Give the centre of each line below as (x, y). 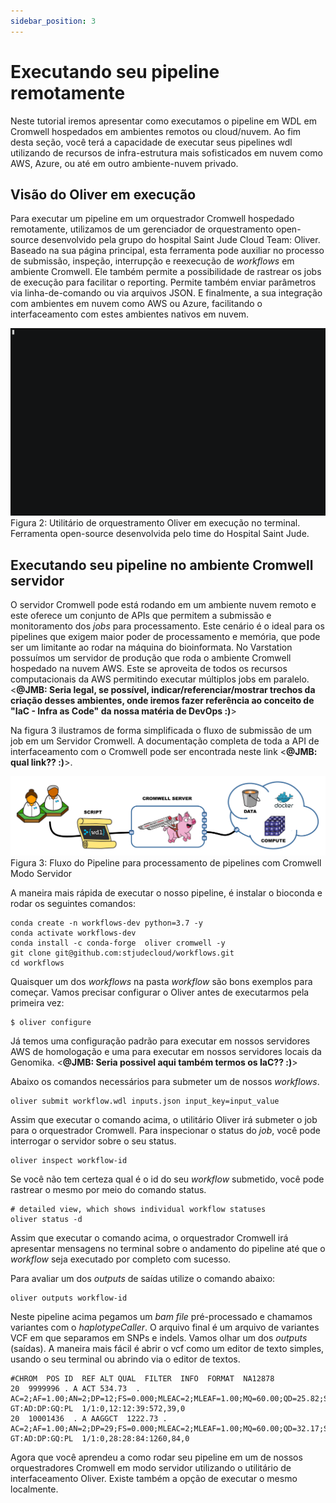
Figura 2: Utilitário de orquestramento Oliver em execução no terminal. (155, 523)
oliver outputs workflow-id (69, 1298)
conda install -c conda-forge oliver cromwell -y (118, 943)
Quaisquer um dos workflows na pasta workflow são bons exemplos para (161, 982)
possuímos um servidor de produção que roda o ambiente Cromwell (151, 657)
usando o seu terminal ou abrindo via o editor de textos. (125, 1359)
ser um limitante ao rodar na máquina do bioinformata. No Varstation (151, 647)
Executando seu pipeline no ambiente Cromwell (162, 565)
